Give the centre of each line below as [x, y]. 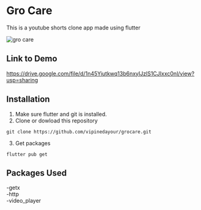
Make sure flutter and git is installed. [61, 114]
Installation [28, 99]
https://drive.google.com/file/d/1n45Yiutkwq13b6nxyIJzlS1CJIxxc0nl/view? [100, 73]
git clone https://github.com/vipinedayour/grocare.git [79, 132]
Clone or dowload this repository [56, 121]
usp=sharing [22, 80]
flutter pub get [27, 154]
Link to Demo [32, 59]
